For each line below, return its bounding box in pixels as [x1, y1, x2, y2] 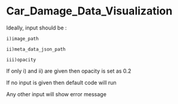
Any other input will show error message [6, 90, 107, 97]
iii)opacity [6, 57, 36, 63]
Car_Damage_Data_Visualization [6, 4, 173, 18]
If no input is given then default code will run [6, 79, 117, 86]
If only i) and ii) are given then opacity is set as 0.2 [6, 67, 131, 75]
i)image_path [6, 35, 39, 41]
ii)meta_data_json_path [6, 46, 66, 52]
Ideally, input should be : [6, 24, 67, 31]
